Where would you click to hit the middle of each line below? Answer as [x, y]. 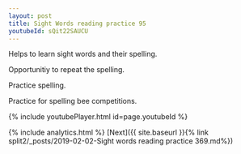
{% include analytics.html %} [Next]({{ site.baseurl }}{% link [108, 133]
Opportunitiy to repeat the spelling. [67, 70]
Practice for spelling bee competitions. [73, 101]
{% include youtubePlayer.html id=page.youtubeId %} [98, 117]
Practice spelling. [37, 85]
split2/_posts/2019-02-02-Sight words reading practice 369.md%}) [121, 141]
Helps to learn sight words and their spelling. [83, 54]
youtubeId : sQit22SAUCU [49, 31]
